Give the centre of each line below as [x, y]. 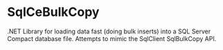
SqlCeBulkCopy [53, 12]
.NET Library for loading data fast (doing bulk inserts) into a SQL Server [109, 31]
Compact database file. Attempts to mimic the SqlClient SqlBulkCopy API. [112, 38]
